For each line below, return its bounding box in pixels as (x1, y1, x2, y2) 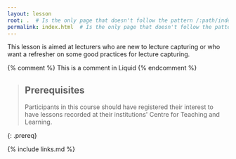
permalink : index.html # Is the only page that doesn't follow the (7, 23, 212, 30)
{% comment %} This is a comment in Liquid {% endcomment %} (7, 64, 197, 72)
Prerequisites (24, 84, 85, 96)
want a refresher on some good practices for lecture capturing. (7, 50, 190, 58)
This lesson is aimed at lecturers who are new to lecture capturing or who (7, 43, 221, 51)
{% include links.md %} (7, 145, 76, 153)
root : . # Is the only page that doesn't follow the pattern (7, 17, 193, 24)
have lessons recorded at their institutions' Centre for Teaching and (24, 110, 220, 119)
